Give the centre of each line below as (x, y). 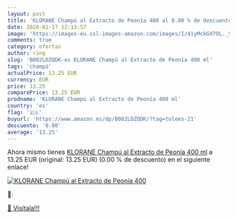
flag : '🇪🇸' (25, 112)
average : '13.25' (33, 132)
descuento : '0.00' (34, 125)
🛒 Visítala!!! (24, 208)
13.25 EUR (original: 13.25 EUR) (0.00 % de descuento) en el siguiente (109, 160)
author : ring (26, 54)
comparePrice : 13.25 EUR (44, 93)
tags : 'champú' (30, 66)
